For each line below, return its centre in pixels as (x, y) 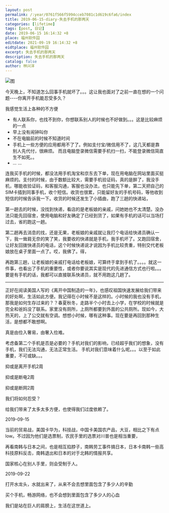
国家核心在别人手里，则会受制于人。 (43, 464)
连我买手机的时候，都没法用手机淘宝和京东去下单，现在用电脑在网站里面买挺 (84, 173)
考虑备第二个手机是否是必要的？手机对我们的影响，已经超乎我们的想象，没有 (84, 343)
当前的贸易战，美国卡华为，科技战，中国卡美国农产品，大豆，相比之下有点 (82, 430)
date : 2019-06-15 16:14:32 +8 (37, 33)
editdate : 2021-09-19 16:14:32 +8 (41, 43)
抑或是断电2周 (20, 377)
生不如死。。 (25, 157)
